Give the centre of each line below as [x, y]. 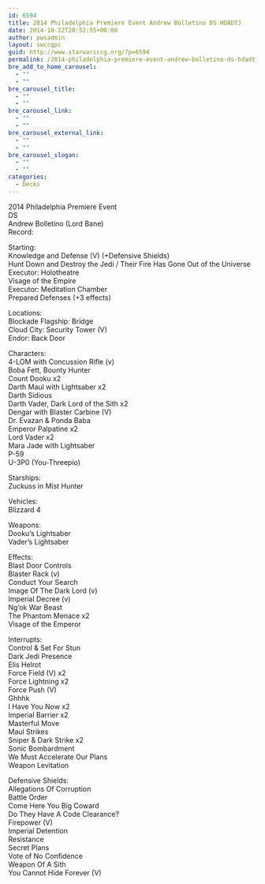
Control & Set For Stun [45, 647]
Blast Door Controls [40, 565]
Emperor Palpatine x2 [43, 429]
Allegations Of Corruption [50, 788]
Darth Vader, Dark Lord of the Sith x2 [68, 403]
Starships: [24, 478]
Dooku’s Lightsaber [39, 533]
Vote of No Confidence [45, 856]
